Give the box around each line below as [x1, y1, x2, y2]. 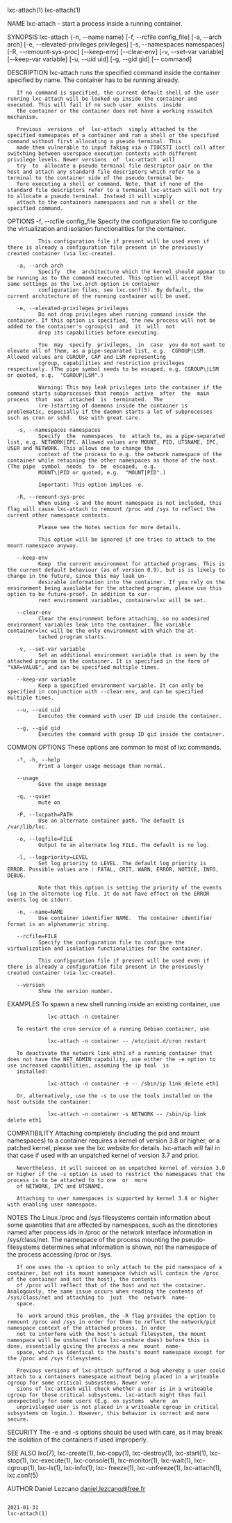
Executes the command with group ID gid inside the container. [38, 731, 226, 738]
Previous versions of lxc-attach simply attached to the [16, 126, 197, 133]
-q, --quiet [16, 793, 51, 800]
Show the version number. [38, 988, 113, 994]
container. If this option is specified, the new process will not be [7, 317, 216, 324]
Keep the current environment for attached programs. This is [38, 561, 226, 567]
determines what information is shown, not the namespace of [41, 1243, 217, 1251]
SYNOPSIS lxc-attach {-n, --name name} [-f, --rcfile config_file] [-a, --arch [7, 33, 222, 41]
